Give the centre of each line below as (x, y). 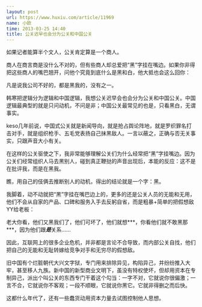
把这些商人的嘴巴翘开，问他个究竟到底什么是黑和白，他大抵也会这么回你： (98, 72)
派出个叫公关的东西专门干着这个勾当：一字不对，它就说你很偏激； (109, 278)
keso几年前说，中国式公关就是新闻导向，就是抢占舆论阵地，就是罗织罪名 (96, 126)
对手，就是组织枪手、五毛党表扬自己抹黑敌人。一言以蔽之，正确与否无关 (101, 134)
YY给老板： (20, 209)
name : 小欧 (19, 23)
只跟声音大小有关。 (40, 141)
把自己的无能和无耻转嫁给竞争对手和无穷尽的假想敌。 (72, 250)
